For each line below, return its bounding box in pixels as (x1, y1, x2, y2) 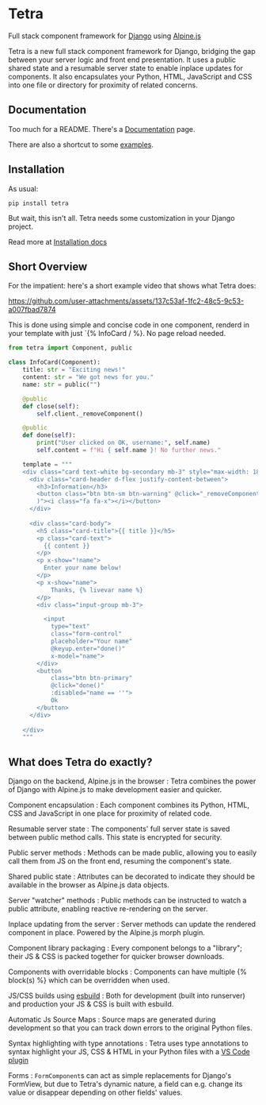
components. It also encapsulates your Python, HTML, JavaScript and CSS (8, 71, 253, 81)
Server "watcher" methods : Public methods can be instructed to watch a (8, 895, 247, 906)
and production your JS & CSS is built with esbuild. (8, 999, 174, 1009)
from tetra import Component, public (8, 344, 133, 352)
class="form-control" (50, 630, 123, 638)
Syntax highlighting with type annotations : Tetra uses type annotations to (8, 1038, 249, 1049)
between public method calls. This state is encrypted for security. (8, 833, 222, 842)
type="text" (50, 623, 90, 631)
